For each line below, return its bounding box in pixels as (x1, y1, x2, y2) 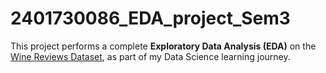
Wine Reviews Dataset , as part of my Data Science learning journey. (10, 50, 291, 62)
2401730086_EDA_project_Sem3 (10, 7, 291, 30)
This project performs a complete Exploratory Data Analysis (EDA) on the (10, 40, 317, 52)
